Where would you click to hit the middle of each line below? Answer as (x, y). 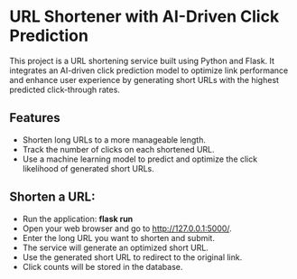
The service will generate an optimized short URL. (116, 247)
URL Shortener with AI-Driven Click (144, 17)
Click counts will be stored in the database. (102, 266)
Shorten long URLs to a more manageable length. (114, 139)
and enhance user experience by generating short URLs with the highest (144, 79)
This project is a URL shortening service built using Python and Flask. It (142, 60)
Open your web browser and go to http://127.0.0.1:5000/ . (127, 228)
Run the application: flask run (78, 219)
